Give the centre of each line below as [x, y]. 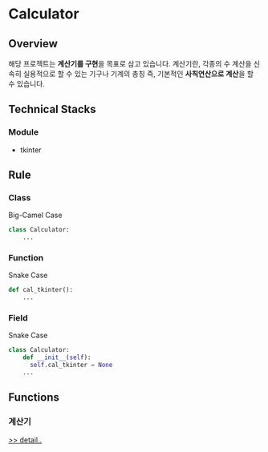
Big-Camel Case [35, 215]
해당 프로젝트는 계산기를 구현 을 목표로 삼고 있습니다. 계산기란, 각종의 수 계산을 [130, 64]
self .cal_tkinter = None [71, 365]
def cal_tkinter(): [41, 290]
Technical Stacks [52, 109]
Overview [33, 44]
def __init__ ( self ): [57, 357]
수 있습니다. [27, 84]
